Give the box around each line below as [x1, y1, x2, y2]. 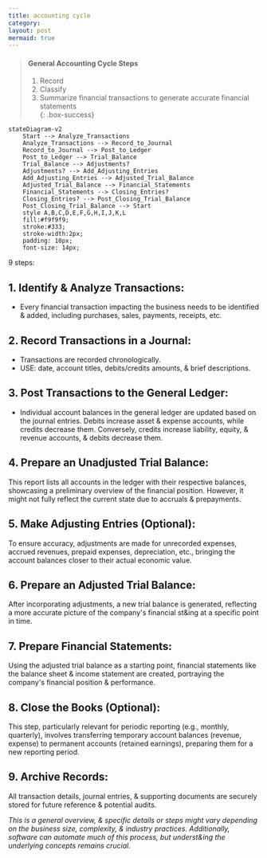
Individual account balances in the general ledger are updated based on [19, 407, 257, 417]
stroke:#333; [22, 223, 66, 231]
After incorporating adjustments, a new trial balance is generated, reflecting [8, 599, 257, 609]
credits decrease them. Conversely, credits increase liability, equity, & [19, 424, 249, 434]
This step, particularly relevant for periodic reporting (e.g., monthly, [8, 722, 230, 731]
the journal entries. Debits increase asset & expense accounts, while [19, 416, 245, 425]
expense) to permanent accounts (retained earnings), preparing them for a [8, 739, 253, 748]
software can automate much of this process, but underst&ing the [8, 832, 226, 841]
